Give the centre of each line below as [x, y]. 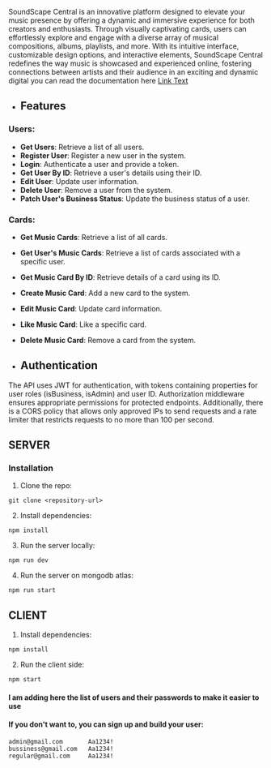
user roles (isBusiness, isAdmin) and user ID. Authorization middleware [127, 393]
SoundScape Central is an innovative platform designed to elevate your [127, 12]
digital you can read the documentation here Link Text [98, 81]
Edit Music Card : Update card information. [91, 308]
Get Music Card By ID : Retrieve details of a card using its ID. [120, 277]
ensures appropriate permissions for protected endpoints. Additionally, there [136, 402]
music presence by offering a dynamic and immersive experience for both [131, 20]
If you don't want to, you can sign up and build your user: [106, 724]
